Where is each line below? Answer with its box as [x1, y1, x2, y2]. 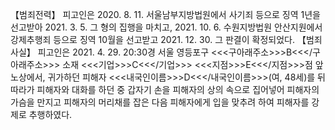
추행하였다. [28, 109, 73, 120]
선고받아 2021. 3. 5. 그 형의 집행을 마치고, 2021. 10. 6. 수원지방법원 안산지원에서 [10, 21, 323, 33]
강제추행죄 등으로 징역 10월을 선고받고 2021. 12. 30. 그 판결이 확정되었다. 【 [10, 34, 307, 45]
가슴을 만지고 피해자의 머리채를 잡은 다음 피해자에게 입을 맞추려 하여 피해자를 [10, 96, 310, 108]
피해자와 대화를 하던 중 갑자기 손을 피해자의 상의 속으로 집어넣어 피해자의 [36, 84, 320, 95]
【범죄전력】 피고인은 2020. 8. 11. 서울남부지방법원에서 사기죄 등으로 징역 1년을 [10, 9, 321, 20]
